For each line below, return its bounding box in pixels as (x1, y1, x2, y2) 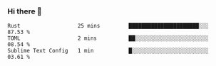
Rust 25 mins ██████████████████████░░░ (7, 23, 209, 30)
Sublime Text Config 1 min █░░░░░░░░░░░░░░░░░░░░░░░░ (7, 48, 209, 55)
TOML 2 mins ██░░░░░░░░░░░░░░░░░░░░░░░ (7, 35, 209, 42)
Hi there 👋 (7, 6, 43, 16)
